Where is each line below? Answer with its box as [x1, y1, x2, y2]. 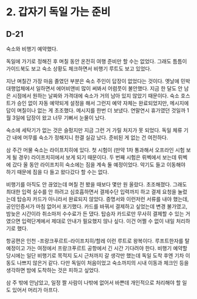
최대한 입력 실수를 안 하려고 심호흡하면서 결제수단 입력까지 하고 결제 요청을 [6, 188, 177, 195]
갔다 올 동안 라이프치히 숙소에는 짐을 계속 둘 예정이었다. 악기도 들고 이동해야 [12, 161, 186, 168]
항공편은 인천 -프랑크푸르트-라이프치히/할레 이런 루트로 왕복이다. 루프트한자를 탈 [6, 237, 190, 244]
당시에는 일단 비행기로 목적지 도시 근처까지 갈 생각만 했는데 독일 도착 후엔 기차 [6, 252, 185, 259]
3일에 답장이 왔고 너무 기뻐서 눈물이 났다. [12, 114, 107, 121]
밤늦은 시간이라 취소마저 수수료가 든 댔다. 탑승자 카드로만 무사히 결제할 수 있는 [6, 210, 185, 217]
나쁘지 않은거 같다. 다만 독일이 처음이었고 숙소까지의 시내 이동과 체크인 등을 [16, 259, 189, 266]
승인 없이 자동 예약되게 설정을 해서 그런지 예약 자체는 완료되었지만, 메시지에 [16, 100, 189, 106]
